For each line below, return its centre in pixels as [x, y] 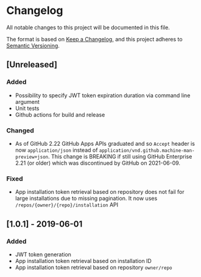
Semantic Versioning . [33, 46]
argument [27, 101]
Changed [20, 130]
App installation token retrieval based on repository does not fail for [100, 192]
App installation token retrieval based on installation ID [83, 261]
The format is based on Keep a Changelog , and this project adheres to [94, 39]
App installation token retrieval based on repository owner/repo [93, 267]
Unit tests [27, 108]
